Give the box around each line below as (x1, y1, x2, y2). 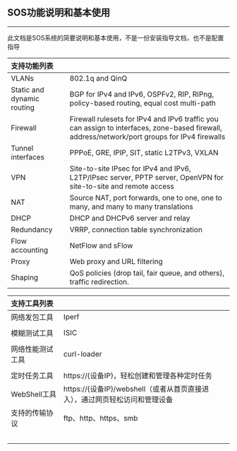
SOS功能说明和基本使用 (7, 6, 111, 19)
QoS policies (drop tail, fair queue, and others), (69, 268, 225, 278)
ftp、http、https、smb (63, 413, 138, 423)
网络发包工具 (11, 312, 54, 322)
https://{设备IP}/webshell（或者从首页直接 (63, 384, 202, 394)
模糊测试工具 (11, 328, 54, 338)
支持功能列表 (11, 61, 54, 71)
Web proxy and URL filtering (69, 256, 164, 266)
